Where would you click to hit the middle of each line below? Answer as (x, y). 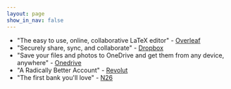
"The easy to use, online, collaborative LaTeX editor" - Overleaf (109, 40)
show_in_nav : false (35, 20)
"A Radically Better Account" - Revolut (72, 70)
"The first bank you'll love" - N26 (65, 77)
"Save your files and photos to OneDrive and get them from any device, (120, 55)
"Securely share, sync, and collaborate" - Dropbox (90, 48)
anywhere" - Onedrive (49, 62)
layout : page (26, 14)
